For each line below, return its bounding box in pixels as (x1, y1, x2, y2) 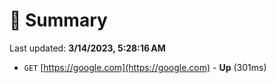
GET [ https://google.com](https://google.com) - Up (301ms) (23, 61, 267, 73)
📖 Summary (9, 9, 108, 32)
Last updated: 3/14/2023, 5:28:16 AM (9, 42, 166, 54)
